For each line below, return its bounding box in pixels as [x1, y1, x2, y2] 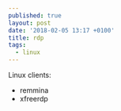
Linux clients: [8, 71, 51, 79]
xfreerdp [19, 94, 49, 103]
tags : [8, 41, 26, 49]
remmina [19, 86, 49, 95]
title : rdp [8, 33, 44, 42]
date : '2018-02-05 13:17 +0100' [8, 26, 115, 34]
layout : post [8, 19, 51, 27]
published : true [8, 11, 62, 20]
